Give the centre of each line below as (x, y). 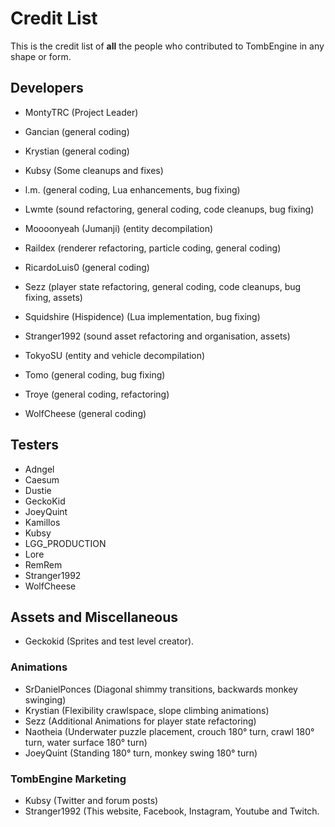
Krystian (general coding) (77, 151)
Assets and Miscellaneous (94, 617)
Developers (47, 88)
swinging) (45, 699)
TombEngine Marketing (68, 779)
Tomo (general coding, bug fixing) (95, 374)
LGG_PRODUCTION (65, 543)
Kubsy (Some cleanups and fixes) (94, 170)
